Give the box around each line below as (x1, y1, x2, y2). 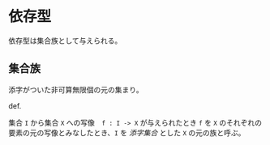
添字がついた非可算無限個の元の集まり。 (8, 84, 144, 94)
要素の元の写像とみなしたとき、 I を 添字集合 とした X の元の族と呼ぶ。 (8, 127, 246, 138)
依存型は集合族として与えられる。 (8, 36, 122, 45)
